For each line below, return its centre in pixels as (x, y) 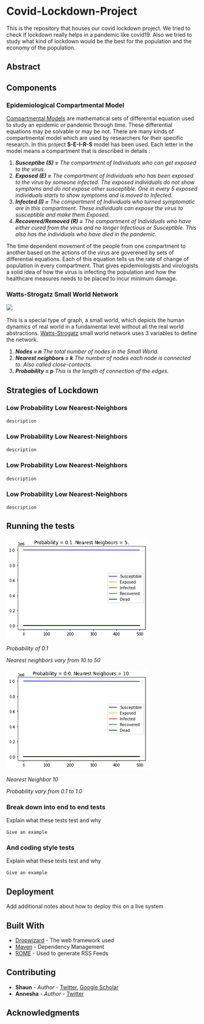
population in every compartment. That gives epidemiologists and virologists (102, 266)
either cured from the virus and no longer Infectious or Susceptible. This (106, 228)
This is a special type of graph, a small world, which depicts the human (95, 320)
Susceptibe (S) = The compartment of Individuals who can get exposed (106, 163)
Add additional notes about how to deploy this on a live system (85, 907)
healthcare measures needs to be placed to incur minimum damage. (92, 279)
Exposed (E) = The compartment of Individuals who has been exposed (104, 176)
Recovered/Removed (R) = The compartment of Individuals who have (103, 221)
